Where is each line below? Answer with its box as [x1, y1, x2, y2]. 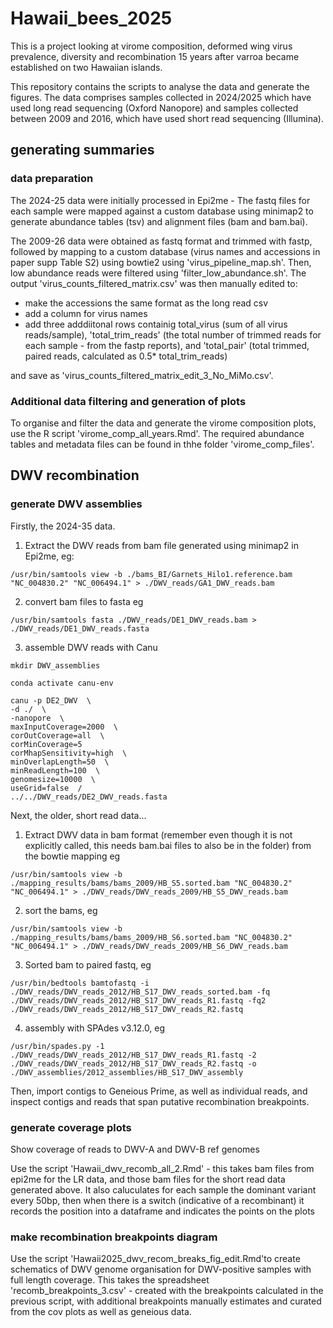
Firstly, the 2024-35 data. [10, 520, 116, 532]
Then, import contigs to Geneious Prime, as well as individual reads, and [10, 1085, 308, 1097]
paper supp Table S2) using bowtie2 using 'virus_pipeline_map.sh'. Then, [10, 256, 312, 268]
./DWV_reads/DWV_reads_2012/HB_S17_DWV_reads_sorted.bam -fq [10, 987, 271, 997]
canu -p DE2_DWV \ [10, 695, 92, 706]
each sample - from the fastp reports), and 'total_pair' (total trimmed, [24, 339, 310, 351]
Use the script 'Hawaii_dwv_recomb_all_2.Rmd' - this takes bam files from [10, 1162, 315, 1174]
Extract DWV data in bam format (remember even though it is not [24, 828, 293, 841]
